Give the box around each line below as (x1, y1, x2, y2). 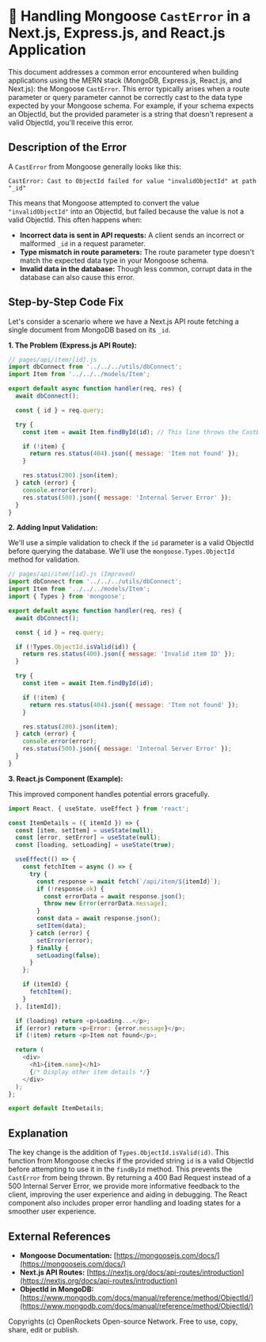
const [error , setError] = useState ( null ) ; (15, 833, 161, 842)
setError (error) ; (36, 936, 93, 944)
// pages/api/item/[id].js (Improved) (8, 571, 136, 579)
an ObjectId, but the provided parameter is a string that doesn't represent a (8, 109, 253, 118)
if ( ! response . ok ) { (36, 885, 104, 893)
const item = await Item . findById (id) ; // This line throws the (22, 428, 239, 436)
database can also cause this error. (19, 272, 135, 282)
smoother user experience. (8, 1206, 97, 1217)
